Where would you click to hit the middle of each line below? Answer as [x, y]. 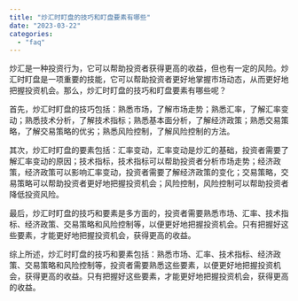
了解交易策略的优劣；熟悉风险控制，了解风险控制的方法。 [129, 131]
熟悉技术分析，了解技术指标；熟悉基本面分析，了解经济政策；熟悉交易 [153, 120]
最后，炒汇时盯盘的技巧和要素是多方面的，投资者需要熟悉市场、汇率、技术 [145, 213]
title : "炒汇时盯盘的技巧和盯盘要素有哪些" [80, 17]
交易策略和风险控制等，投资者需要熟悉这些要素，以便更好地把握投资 [149, 266]
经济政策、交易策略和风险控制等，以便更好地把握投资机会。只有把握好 [153, 224]
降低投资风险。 [36, 195]
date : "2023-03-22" [45, 26]
